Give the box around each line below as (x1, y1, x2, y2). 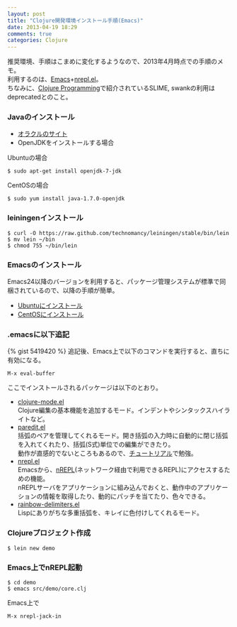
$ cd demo (7, 579, 37, 586)
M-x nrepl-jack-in (7, 612, 62, 620)
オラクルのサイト (17, 129, 68, 138)
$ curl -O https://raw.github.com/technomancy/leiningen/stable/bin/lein (7, 229, 230, 236)
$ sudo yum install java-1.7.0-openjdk (7, 195, 125, 202)
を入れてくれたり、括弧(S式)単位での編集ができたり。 (17, 440, 175, 449)
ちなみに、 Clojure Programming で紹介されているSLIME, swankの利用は (7, 84, 216, 92)
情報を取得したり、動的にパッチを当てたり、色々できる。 (42, 492, 210, 501)
